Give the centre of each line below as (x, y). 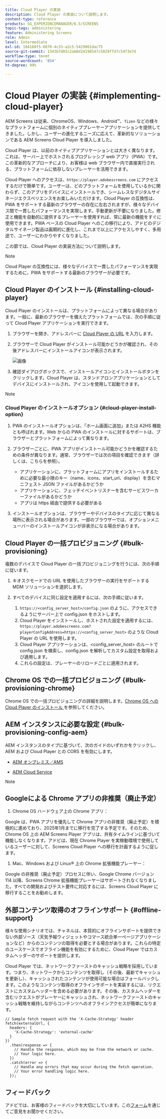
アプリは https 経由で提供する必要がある (61, 503)
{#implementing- (125, 96)
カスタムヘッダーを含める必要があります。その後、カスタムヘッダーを (89, 991)
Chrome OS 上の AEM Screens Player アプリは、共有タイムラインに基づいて (83, 834)
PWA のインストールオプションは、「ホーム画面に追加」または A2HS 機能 (87, 426)
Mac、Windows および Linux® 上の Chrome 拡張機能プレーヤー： (79, 864)
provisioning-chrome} (40, 688)
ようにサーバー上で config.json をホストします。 (73, 614)
